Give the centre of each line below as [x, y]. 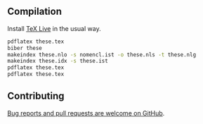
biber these [25, 48]
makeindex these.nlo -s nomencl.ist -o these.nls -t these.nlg [102, 55]
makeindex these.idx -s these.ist [58, 61]
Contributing [36, 96]
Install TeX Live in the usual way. [54, 28]
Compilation [34, 12]
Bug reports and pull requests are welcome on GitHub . [86, 113]
